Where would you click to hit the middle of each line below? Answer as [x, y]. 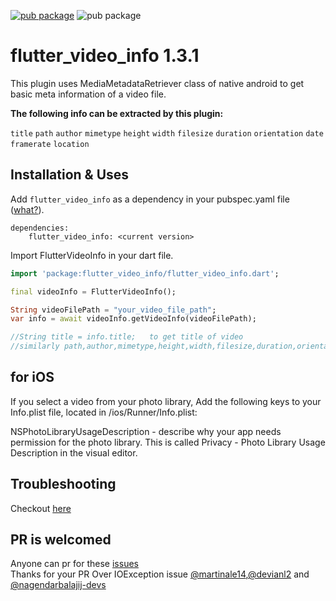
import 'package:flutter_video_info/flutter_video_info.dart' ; [145, 273]
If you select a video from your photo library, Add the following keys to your [166, 401]
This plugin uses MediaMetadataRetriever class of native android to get [157, 83]
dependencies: [40, 228]
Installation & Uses [70, 175]
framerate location [50, 144]
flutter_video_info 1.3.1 [105, 56]
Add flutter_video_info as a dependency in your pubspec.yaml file [150, 199]
